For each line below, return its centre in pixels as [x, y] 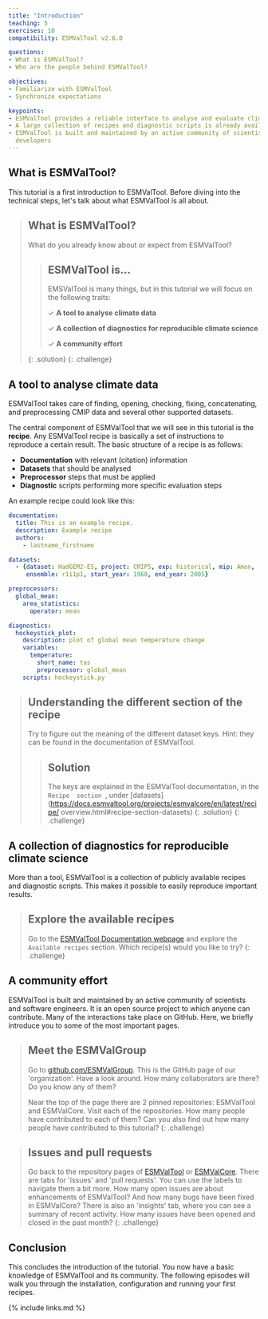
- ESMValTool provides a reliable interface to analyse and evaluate [126, 118]
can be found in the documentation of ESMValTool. [111, 742]
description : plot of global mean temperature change [114, 640]
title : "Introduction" [46, 16]
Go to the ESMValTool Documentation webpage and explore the [132, 938]
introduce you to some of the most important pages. [94, 1025]
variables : [41, 648]
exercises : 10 [32, 30]
